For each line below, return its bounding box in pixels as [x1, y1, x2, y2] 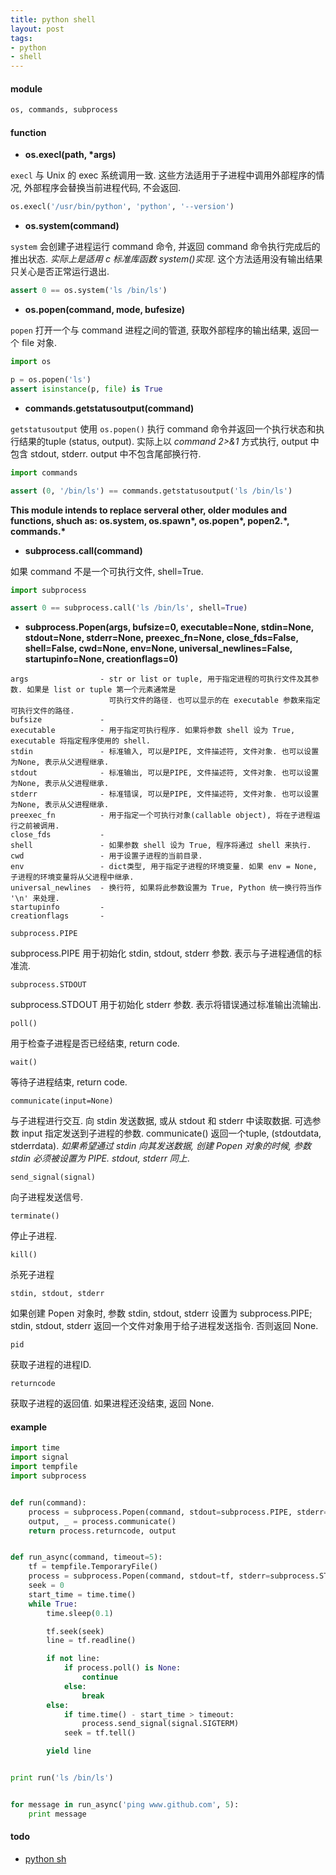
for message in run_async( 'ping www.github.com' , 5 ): [10, 1799, 240, 1810]
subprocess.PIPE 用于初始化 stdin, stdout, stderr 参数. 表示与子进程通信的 [10, 947, 314, 960]
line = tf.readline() [46, 1636, 137, 1646]
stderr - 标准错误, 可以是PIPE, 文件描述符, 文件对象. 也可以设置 [10, 789, 320, 800]
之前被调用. [17, 821, 60, 831]
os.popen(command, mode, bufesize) [24, 304, 186, 316]
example [10, 1421, 48, 1433]
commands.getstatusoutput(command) [24, 402, 195, 414]
